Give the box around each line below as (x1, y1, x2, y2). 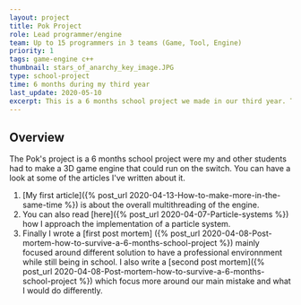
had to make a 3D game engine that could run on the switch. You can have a (9, 163, 291, 174)
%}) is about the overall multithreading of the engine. (64, 199, 260, 211)
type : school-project (9, 72, 90, 81)
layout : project (9, 13, 70, 22)
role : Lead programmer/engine (9, 30, 123, 39)
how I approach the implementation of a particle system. (21, 219, 231, 230)
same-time (21, 199, 63, 211)
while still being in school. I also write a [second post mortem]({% (21, 257, 265, 267)
